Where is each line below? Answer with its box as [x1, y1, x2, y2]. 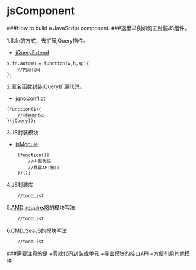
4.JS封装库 [7, 181, 34, 188]
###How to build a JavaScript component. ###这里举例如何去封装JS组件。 [7, 24, 190, 31]
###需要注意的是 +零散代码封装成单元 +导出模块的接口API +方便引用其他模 [7, 250, 190, 257]
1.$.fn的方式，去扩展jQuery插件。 [7, 37, 89, 44]
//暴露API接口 [28, 165, 59, 171]
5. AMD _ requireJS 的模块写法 [7, 204, 76, 211]
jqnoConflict [15, 95, 46, 102]
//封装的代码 [17, 112, 45, 118]
